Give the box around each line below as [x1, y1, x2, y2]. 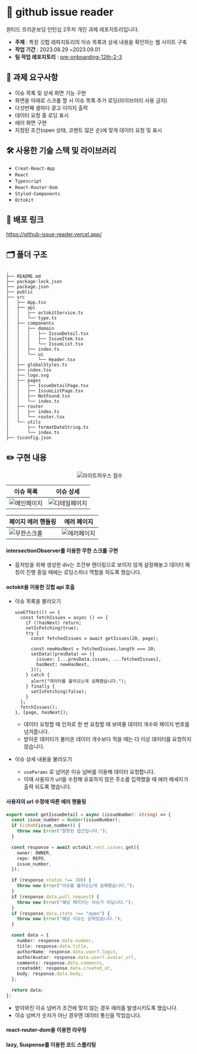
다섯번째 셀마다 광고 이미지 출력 [14, 104, 88, 111]
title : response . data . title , [17, 943, 89, 949]
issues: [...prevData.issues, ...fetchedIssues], [36, 657, 161, 663]
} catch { [26, 672, 50, 678]
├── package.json [6, 284, 49, 290]
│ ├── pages [6, 378, 42, 384]
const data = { [11, 932, 49, 939]
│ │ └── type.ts [6, 315, 58, 321]
